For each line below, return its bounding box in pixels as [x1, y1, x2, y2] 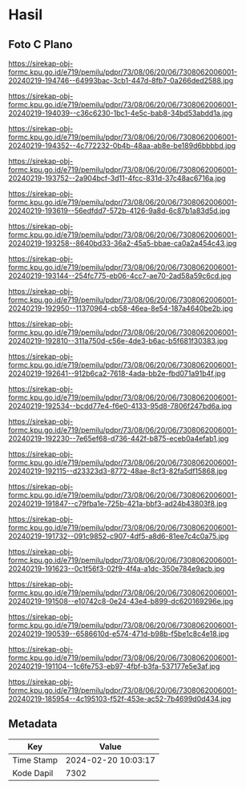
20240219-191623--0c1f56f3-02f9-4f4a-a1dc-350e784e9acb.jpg [8, 564, 225, 574]
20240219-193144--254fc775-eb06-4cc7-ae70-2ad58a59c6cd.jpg [8, 271, 232, 280]
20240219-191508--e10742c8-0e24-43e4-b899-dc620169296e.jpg [8, 597, 234, 606]
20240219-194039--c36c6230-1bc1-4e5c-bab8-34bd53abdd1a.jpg [8, 108, 233, 118]
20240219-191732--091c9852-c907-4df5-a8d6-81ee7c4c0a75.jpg [8, 531, 229, 541]
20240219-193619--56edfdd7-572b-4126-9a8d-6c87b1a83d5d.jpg [8, 206, 231, 215]
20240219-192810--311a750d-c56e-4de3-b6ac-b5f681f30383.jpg [8, 336, 228, 345]
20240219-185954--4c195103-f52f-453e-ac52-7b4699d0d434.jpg [8, 694, 232, 703]
